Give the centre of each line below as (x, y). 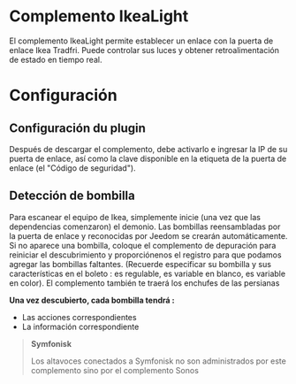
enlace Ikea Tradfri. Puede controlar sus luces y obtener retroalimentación (144, 50)
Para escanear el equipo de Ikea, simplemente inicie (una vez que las (135, 217)
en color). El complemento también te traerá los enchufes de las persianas (144, 283)
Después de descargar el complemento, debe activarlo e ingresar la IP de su (148, 149)
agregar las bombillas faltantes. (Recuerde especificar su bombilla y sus (140, 264)
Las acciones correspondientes (79, 317)
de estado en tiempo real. (56, 59)
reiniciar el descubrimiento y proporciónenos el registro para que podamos (145, 255)
